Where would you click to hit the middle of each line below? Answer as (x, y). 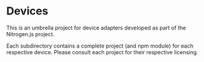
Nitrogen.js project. (30, 34)
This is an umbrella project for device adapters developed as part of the (96, 28)
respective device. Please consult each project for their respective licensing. (102, 52)
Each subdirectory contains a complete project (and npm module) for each (100, 46)
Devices (27, 11)
